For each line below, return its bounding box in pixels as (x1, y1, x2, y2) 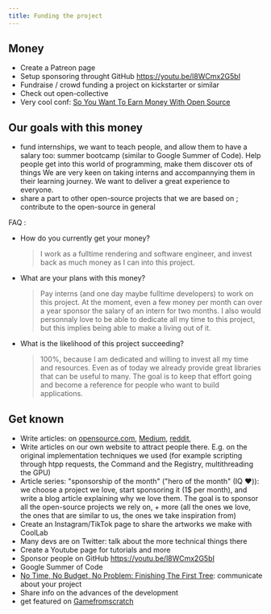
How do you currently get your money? (19, 233, 151, 243)
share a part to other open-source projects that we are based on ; (19, 194, 239, 203)
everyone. (19, 185, 54, 194)
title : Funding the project (8, 11, 103, 20)
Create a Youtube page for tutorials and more (19, 545, 171, 555)
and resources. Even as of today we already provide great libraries (40, 363, 262, 373)
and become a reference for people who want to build (40, 380, 219, 390)
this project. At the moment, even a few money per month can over (40, 298, 263, 307)
